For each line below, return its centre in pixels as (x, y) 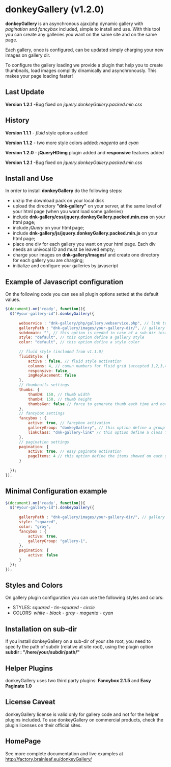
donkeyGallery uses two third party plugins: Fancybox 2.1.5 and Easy (78, 681)
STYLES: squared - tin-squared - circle (54, 608)
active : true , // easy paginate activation (75, 451)
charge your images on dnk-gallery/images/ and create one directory (86, 255)
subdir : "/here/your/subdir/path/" (42, 652)
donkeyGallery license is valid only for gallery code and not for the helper (82, 714)
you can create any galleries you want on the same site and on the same (81, 34)
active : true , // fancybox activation (69, 423)
